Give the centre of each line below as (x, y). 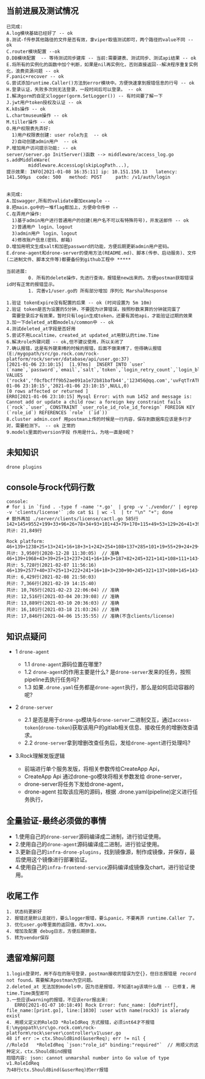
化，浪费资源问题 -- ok (33, 71)
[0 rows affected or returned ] (47, 391)
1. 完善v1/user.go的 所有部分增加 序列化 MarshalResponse (98, 291)
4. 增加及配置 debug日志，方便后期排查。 (53, 931)
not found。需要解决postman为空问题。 (51, 980)
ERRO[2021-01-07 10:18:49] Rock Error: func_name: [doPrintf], (96, 1005)
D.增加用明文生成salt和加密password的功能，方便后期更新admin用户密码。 (89, 246)
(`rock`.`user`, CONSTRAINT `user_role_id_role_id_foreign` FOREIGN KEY (101, 407)
